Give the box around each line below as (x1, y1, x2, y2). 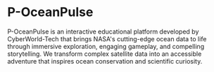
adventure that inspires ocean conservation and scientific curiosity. (7, 57, 203, 65)
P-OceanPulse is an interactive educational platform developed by (7, 27, 199, 36)
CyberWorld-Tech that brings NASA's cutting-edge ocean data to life (7, 34, 207, 43)
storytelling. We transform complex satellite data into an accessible (7, 50, 202, 58)
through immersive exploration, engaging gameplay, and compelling (7, 42, 205, 50)
